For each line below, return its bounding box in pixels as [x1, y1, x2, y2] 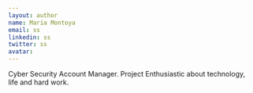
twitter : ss [8, 41, 47, 48]
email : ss [8, 26, 41, 34]
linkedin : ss [8, 33, 51, 41]
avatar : [8, 48, 34, 55]
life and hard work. [8, 77, 69, 87]
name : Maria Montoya [8, 19, 76, 27]
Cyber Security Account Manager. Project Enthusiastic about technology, [8, 70, 246, 78]
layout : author [8, 11, 58, 20]
